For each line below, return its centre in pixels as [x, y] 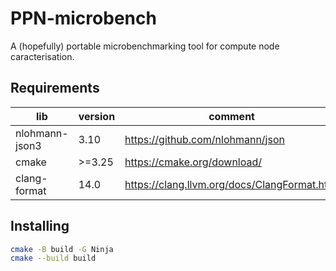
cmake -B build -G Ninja [62, 249]
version [97, 116]
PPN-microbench [83, 18]
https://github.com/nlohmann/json [204, 139]
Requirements [55, 88]
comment [231, 116]
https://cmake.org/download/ [193, 162]
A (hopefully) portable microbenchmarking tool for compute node [145, 46]
